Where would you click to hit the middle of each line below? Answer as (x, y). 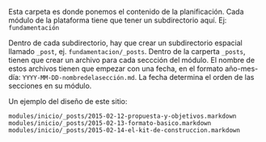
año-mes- (242, 69)
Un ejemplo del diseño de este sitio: (68, 101)
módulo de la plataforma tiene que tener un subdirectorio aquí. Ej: (118, 20)
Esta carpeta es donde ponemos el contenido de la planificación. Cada (126, 12)
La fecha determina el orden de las (196, 77)
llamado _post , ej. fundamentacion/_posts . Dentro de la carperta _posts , (127, 51)
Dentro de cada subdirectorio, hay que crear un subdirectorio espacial (125, 43)
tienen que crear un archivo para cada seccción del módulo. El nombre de (132, 60)
